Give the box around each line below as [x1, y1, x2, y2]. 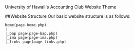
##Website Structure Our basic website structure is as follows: [5, 13, 131, 19]
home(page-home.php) [5, 23, 47, 27]
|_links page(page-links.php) [5, 39, 67, 44]
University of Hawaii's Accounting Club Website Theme [5, 4, 116, 10]
